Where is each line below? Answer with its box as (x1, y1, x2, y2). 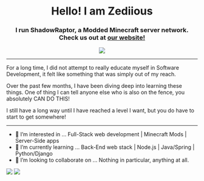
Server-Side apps (15, 137, 59, 145)
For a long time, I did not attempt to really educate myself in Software (6, 64, 179, 71)
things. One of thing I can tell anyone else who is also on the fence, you (6, 89, 185, 96)
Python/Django (15, 150, 53, 157)
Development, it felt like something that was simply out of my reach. (6, 71, 176, 78)
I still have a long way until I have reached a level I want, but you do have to (6, 107, 194, 114)
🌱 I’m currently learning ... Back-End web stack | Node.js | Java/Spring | (15, 143, 195, 151)
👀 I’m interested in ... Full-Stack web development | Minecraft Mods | (15, 131, 187, 138)
